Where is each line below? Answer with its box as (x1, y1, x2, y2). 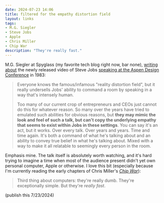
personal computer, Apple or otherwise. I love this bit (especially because (5, 162, 153, 169)
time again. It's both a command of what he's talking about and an (17, 133, 151, 138)
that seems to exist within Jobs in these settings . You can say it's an (17, 122, 158, 128)
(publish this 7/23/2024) (5, 192, 54, 198)
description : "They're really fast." (5, 48, 82, 53)
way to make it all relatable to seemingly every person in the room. (17, 143, 151, 149)
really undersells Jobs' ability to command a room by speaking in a (17, 87, 152, 92)
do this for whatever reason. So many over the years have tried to (17, 106, 149, 113)
